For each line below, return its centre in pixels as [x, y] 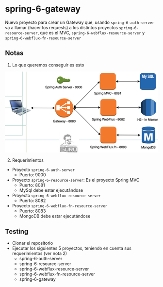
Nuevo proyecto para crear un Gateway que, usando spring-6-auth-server [80, 22]
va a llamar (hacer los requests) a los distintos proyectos [61, 27]
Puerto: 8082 [33, 201]
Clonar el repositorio [33, 243]
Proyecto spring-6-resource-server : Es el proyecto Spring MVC [76, 180]
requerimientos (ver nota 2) [39, 253]
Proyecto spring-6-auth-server [43, 170]
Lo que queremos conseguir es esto [48, 65]
